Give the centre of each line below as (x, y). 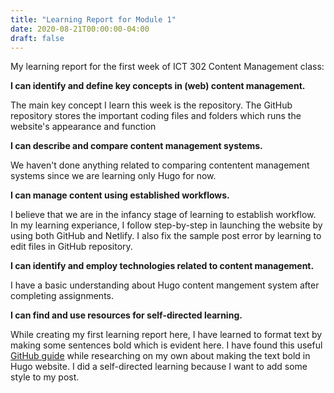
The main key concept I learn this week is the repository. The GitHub (151, 105)
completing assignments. (62, 296)
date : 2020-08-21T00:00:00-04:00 (80, 29)
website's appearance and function (83, 127)
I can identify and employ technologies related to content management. (162, 266)
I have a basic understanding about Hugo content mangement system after (165, 285)
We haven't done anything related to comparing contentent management (160, 165)
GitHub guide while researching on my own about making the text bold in (160, 356)
